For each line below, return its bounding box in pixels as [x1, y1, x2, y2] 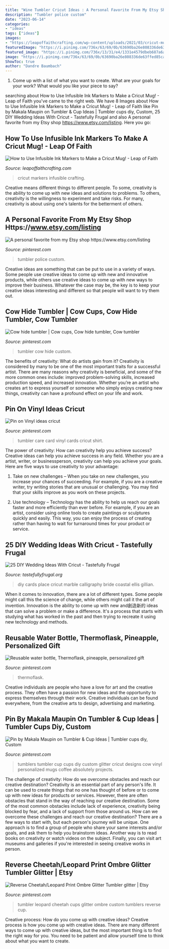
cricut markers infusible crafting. [17, 175, 86, 181]
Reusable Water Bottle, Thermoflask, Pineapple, [5, 634, 159, 642]
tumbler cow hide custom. [17, 348, 72, 354]
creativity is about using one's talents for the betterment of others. [5, 200, 143, 207]
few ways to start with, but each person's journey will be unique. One [5, 819, 149, 825]
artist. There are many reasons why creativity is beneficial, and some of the [5, 369, 162, 375]
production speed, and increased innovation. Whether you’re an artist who [5, 379, 159, 385]
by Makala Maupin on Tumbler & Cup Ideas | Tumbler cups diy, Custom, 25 [5, 109, 160, 115]
